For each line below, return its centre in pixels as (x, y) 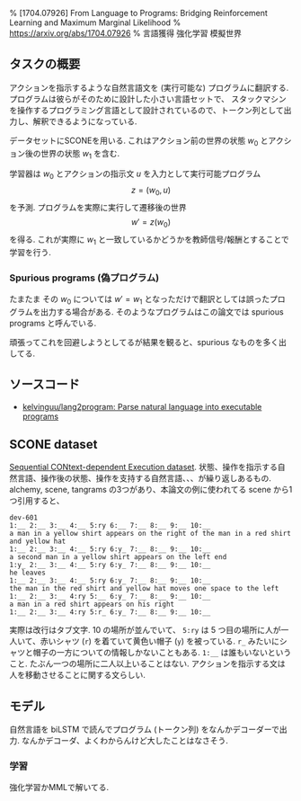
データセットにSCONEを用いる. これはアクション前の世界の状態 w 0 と (139, 141)
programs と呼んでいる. (53, 323)
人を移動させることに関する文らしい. (78, 675)
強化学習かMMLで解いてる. (59, 788)
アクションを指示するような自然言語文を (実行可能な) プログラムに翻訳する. (149, 87)
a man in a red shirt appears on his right (92, 605)
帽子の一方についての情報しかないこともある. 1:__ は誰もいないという (162, 653)
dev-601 (24, 518)
